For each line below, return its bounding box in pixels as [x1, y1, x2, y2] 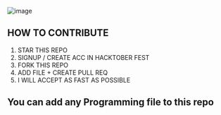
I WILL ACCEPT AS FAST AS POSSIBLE [17, 75, 131, 84]
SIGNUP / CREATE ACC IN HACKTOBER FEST [17, 53, 150, 61]
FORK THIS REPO [17, 61, 69, 69]
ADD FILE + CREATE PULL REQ [17, 68, 108, 77]
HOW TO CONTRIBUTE [7, 27, 109, 39]
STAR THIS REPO [17, 46, 68, 54]
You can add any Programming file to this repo [7, 96, 215, 109]
